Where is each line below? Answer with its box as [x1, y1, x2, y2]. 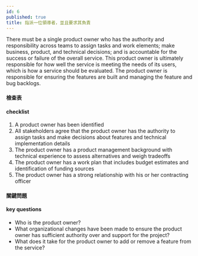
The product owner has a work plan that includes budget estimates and [14, 159, 189, 166]
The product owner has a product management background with [14, 146, 173, 154]
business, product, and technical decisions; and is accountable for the [6, 48, 177, 56]
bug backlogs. [6, 80, 41, 87]
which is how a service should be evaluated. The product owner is [6, 67, 168, 74]
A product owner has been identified [14, 121, 105, 128]
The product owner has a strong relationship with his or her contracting [14, 171, 189, 179]
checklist [6, 108, 30, 115]
